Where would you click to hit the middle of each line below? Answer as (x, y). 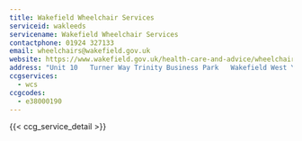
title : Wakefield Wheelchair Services (82, 18)
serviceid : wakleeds (48, 26)
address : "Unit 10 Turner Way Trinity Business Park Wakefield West (148, 68)
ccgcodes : (28, 93)
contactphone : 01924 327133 (62, 43)
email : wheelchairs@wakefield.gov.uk (80, 51)
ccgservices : (34, 76)
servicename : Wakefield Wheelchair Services (94, 34)
